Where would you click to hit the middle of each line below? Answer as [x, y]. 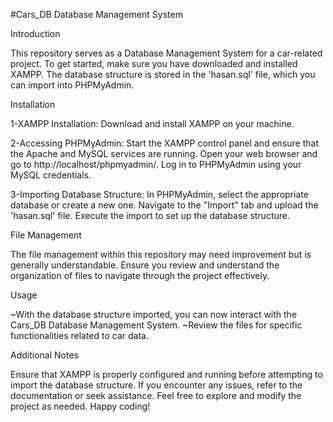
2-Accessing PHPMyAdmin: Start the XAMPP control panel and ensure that [164, 143]
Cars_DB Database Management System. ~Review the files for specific [156, 325]
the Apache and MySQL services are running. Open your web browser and [164, 153]
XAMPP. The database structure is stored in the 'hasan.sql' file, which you [163, 74]
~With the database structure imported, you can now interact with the [154, 314]
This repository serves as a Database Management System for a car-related [166, 53]
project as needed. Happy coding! [80, 406]
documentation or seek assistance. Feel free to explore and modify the [156, 395]
